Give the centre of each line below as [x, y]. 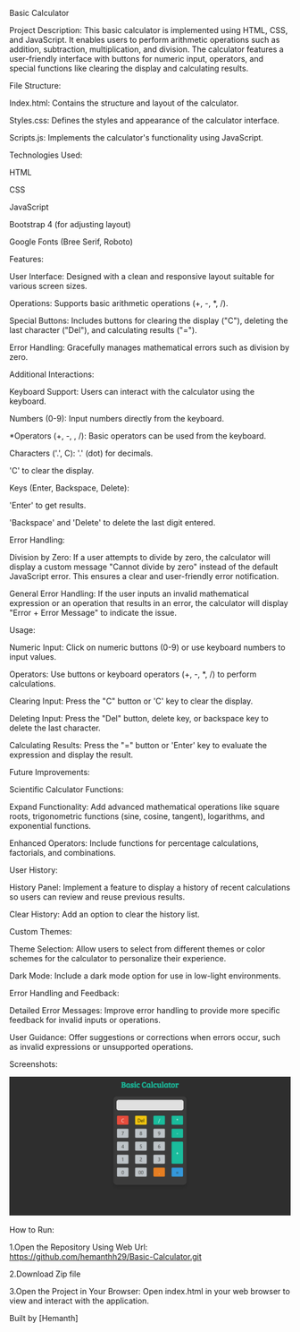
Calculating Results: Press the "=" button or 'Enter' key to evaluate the [138, 745]
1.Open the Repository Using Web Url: [79, 1247]
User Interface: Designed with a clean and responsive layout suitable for [142, 276]
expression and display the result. [71, 755]
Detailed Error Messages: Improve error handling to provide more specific [145, 1010]
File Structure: [35, 85]
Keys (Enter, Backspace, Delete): [69, 488]
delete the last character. [55, 728]
